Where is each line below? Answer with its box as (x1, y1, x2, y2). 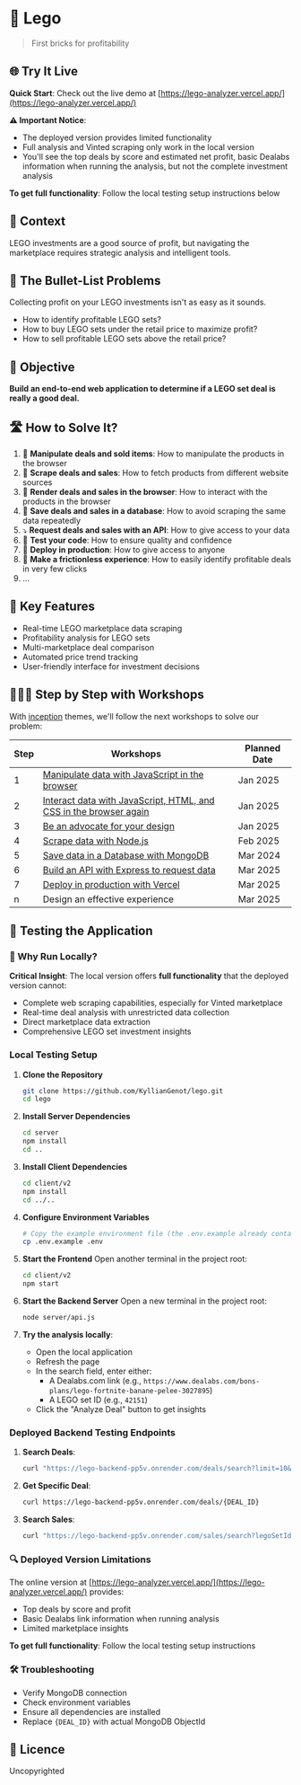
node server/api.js (21, 1313, 96, 1322)
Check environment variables (21, 1697, 132, 1708)
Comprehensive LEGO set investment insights (21, 1026, 192, 1037)
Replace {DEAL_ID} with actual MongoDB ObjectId (21, 1716, 206, 1727)
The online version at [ (9, 1577, 92, 1588)
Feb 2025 (237, 835, 280, 847)
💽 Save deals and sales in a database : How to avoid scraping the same (21, 506, 287, 516)
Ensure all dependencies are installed (21, 1706, 161, 1717)
